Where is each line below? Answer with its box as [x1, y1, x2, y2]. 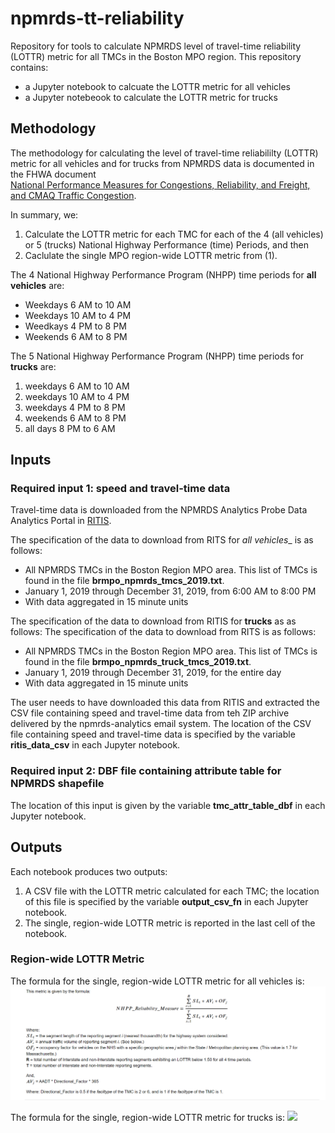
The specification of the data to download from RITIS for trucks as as [10, 615, 297, 627]
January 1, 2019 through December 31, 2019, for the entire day [24, 667, 282, 679]
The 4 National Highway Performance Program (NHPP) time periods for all [10, 268, 317, 281]
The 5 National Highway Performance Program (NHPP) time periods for [10, 350, 305, 362]
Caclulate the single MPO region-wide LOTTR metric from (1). [24, 249, 278, 261]
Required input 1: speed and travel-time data [10, 482, 231, 496]
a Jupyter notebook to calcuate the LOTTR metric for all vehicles [24, 80, 291, 92]
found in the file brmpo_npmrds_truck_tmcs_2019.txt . [24, 656, 252, 668]
